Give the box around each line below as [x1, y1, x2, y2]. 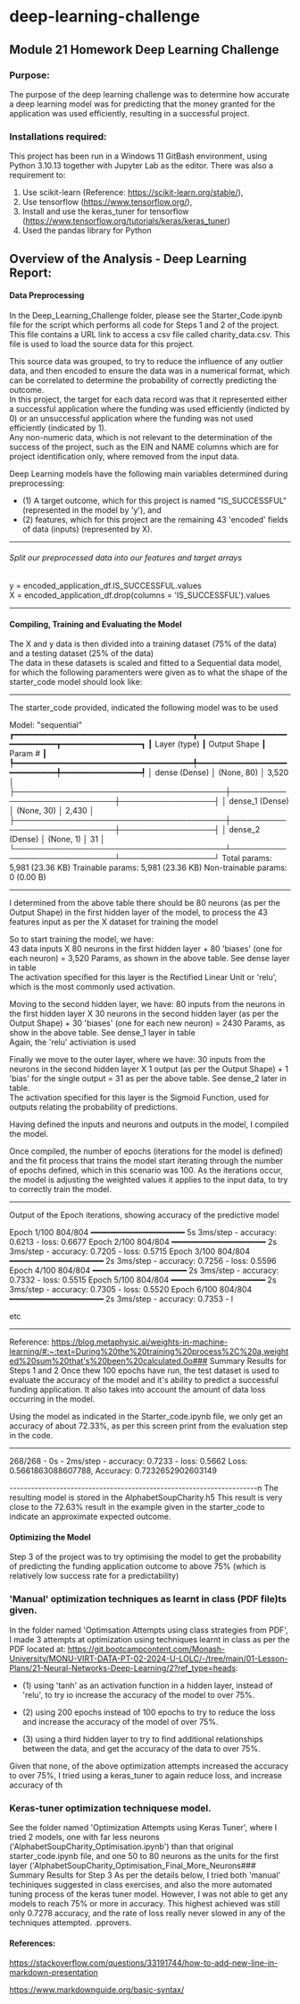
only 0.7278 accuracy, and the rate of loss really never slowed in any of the [9, 1907, 286, 1918]
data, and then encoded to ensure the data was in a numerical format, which [9, 365, 290, 376]
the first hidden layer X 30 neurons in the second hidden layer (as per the [9, 1009, 279, 1019]
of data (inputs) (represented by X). [21, 524, 154, 534]
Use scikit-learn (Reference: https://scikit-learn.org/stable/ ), [21, 187, 244, 198]
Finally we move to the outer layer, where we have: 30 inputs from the [9, 1054, 266, 1065]
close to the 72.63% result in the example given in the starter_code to [9, 1502, 265, 1513]
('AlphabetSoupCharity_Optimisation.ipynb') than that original [9, 1841, 234, 1852]
